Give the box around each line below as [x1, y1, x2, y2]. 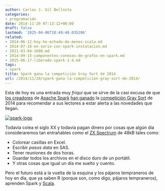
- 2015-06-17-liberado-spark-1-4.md [5, 58, 81, 63]
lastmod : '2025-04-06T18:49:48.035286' [5, 30, 87, 35]
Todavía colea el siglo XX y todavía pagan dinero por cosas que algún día [5, 124, 155, 130]
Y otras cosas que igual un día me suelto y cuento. [12, 160, 116, 166]
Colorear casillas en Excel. [12, 139, 67, 145]
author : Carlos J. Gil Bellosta [5, 7, 72, 12]
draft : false [5, 26, 32, 31]
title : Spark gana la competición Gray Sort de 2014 [5, 72, 116, 76]
